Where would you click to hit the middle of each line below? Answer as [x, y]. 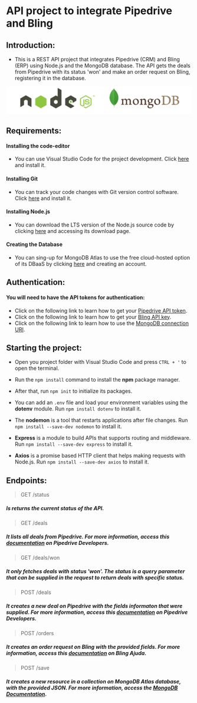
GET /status [35, 495]
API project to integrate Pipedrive [89, 11]
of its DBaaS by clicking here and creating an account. [81, 264]
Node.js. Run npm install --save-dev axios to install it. [82, 462]
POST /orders [37, 633]
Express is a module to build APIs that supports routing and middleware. [103, 438]
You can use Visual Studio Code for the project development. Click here [102, 159]
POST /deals [36, 592]
